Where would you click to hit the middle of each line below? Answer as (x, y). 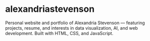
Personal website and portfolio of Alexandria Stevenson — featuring (75, 23)
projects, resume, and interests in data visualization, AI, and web (72, 28)
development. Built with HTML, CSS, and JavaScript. (59, 33)
